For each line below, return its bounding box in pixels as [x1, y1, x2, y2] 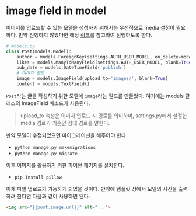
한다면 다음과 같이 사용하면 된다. [16, 193, 90, 200]
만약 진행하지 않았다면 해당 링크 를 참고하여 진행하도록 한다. [18, 31, 153, 39]
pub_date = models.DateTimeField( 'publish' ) [16, 65, 127, 71]
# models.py [6, 43, 35, 49]
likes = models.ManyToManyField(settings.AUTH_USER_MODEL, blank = [16, 60, 181, 65]
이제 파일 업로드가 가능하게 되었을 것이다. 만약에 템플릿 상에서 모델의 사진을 [6, 185, 177, 192]
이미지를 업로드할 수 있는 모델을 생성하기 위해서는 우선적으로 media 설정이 [6, 24, 175, 31]
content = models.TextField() [16, 81, 90, 87]
